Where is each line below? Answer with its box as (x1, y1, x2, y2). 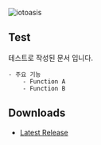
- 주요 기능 (8, 70, 41, 79)
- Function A (22, 77, 66, 86)
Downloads (8, 107, 66, 120)
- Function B (22, 84, 66, 92)
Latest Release (19, 127, 69, 137)
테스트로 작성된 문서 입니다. (8, 53, 94, 62)
